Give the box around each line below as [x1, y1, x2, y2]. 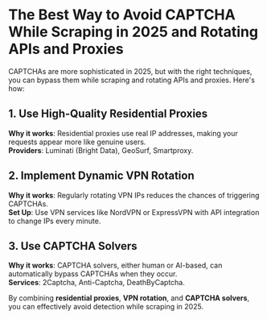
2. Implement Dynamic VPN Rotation [8, 169, 195, 183]
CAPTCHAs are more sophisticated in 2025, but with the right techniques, [8, 66, 253, 76]
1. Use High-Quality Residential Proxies [8, 107, 208, 121]
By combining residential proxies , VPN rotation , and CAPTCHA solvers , [8, 293, 250, 303]
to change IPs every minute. [8, 216, 101, 226]
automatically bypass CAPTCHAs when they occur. [8, 269, 178, 279]
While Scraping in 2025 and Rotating [8, 23, 259, 41]
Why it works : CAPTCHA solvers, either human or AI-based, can [8, 260, 223, 271]
